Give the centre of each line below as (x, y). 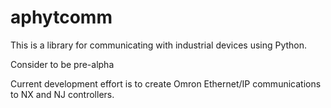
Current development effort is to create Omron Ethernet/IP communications (166, 83)
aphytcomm (61, 17)
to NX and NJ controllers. (62, 94)
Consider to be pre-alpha (62, 64)
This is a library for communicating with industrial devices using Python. (159, 45)
